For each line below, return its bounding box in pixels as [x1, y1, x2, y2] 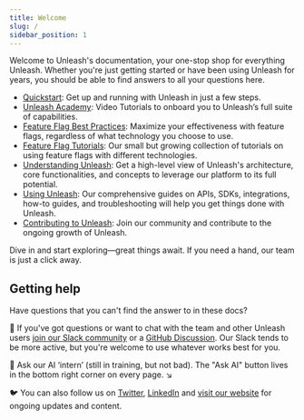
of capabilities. [22, 111, 79, 123]
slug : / [9, 22, 39, 31]
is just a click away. [9, 255, 82, 265]
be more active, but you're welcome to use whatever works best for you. [9, 342, 281, 353]
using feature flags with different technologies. [22, 150, 198, 161]
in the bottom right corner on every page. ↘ [9, 369, 172, 380]
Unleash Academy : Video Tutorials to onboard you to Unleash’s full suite [22, 102, 293, 113]
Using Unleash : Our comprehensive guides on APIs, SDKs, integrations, [22, 188, 290, 200]
